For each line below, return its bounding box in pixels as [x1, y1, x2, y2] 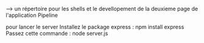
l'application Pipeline [5, 12, 59, 19]
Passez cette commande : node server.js [5, 30, 108, 37]
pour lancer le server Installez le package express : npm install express [5, 24, 184, 30]
